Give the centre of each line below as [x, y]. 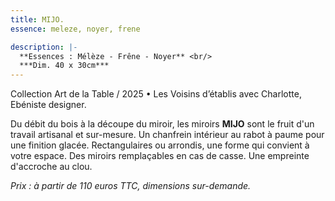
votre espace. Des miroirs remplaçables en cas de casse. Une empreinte [160, 156]
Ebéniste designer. [48, 105]
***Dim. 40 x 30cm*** [64, 66]
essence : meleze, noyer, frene [75, 29]
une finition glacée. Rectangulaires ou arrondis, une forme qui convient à [160, 145]
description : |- [44, 47]
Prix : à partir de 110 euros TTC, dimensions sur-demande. [131, 186]
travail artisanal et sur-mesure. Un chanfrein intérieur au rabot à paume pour [167, 135]
